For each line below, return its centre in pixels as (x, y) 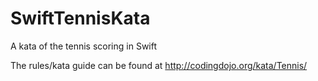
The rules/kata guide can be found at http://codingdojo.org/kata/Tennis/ (159, 65)
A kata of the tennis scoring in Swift (84, 46)
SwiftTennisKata (80, 18)
